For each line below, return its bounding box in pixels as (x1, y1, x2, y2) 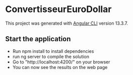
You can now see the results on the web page (12, 64, 108, 70)
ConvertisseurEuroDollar (5, 4, 112, 15)
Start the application (5, 35, 71, 43)
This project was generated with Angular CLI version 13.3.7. (5, 20, 128, 26)
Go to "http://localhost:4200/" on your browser (12, 59, 110, 65)
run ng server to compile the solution (12, 53, 90, 59)
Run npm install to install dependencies (12, 48, 94, 54)
